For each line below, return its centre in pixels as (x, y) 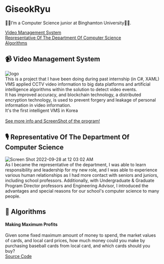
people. (13, 196)
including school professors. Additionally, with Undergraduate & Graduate (80, 180)
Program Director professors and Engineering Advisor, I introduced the (77, 185)
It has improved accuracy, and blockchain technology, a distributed (73, 95)
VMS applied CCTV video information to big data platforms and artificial (78, 84)
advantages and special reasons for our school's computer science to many (82, 191)
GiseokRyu (28, 9)
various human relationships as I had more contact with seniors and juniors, (82, 175)
